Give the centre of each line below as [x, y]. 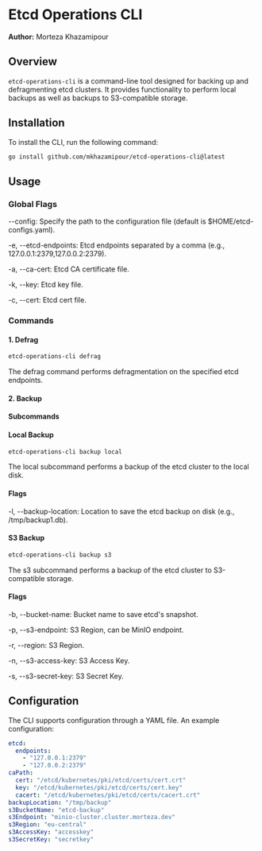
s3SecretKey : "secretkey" [51, 840]
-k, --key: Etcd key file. [46, 285]
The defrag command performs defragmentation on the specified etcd [123, 372]
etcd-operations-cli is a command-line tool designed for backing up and [128, 80]
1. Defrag [23, 339]
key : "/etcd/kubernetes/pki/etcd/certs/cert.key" [99, 787]
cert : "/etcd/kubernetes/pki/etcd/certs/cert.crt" [101, 781]
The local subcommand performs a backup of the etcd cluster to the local [129, 466]
